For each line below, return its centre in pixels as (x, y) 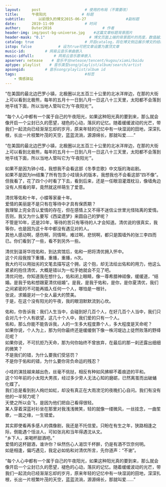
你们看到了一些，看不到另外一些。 (48, 241)
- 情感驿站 (24, 79)
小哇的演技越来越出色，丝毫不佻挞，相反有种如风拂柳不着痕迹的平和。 (77, 372)
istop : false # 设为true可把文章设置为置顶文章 (62, 47)
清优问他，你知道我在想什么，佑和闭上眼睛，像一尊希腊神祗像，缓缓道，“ (80, 276)
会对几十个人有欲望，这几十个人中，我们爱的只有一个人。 (63, 318)
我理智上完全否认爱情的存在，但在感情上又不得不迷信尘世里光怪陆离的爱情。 (83, 210)
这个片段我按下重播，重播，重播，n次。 (45, 258)
